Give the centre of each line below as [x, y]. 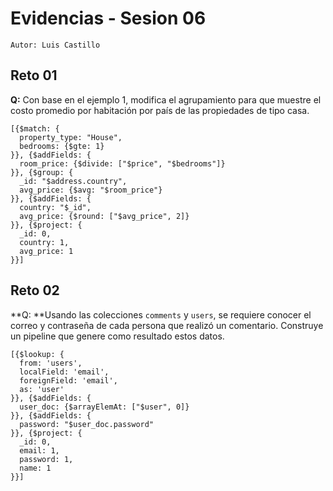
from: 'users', [51, 363]
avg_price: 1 [46, 251]
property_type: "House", [71, 137]
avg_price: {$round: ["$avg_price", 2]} [104, 216]
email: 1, [39, 450]
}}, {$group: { [42, 172]
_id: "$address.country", [73, 181]
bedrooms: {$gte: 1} [62, 146]
